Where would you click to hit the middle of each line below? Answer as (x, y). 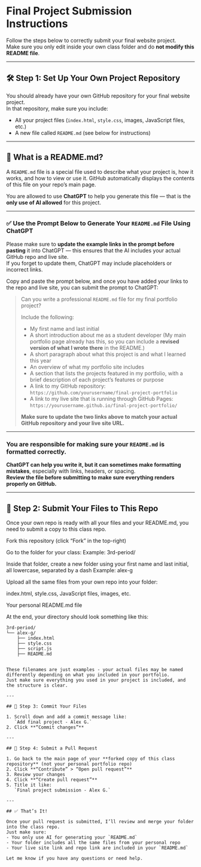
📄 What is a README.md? (55, 157)
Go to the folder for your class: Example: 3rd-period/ (71, 552)
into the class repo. (33, 827)
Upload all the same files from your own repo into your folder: (82, 582)
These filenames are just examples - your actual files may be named (95, 669)
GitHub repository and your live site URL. (72, 423)
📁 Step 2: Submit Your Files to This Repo (82, 508)
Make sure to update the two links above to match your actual (99, 416)
